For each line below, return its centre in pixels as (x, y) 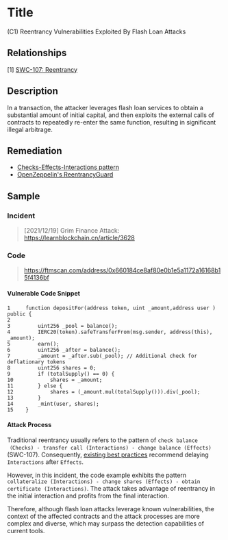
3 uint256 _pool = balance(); (62, 326)
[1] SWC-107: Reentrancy (42, 69)
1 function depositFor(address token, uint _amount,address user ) (111, 308)
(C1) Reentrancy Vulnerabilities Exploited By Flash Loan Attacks (97, 31)
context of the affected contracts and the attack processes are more (104, 516)
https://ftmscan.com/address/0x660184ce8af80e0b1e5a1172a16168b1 (122, 270)
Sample (24, 196)
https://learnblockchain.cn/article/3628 (79, 238)
